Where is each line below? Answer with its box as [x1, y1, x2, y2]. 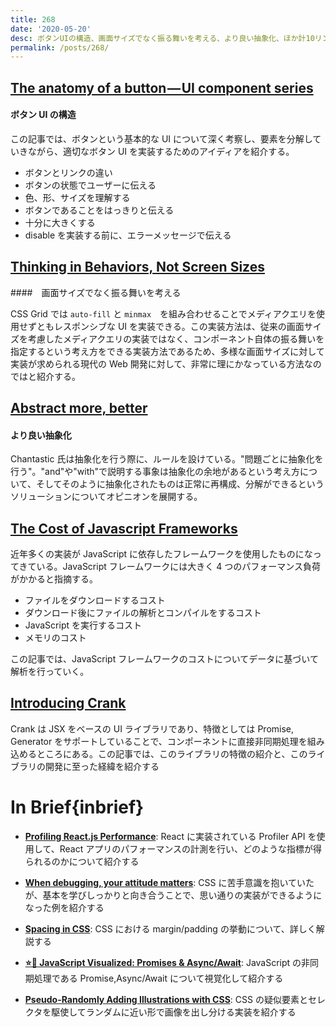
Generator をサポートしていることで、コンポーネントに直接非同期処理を [10, 735, 308, 747]
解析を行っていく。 [10, 666, 90, 678]
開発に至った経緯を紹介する [44, 760, 160, 772]
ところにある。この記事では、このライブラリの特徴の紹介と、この [36, 747, 308, 760]
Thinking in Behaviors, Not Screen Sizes [10, 259, 265, 276]
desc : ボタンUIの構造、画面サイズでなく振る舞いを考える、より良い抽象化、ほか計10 [10, 33, 315, 43]
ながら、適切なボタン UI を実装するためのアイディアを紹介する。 [27, 145, 295, 157]
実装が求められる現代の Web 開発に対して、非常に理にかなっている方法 [10, 357, 305, 370]
